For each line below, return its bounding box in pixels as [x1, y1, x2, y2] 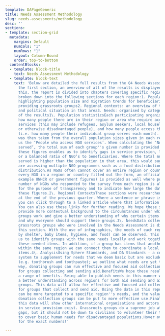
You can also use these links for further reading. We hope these [18, 204, 157, 210]
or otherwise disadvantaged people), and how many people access [18, 126, 155, 131]
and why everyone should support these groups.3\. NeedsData [18, 218, 146, 224]
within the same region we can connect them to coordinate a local [18, 246, 160, 251]
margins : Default [14, 39, 50, 44]
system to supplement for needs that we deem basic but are [18, 255, 144, 260]
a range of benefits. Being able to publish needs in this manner [18, 273, 157, 278]
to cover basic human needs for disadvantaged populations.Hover [18, 314, 155, 320]
